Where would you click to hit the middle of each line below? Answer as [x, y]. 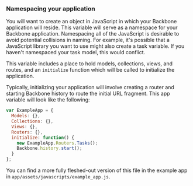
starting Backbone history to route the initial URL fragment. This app [88, 94]
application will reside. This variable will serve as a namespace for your [92, 27]
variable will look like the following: [48, 100]
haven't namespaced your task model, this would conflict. [76, 52]
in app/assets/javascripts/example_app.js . [58, 177]
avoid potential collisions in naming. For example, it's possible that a [88, 40]
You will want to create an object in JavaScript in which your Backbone [92, 22]
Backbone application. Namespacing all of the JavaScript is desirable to [93, 34]
